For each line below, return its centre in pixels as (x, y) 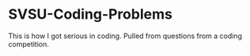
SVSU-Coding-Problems (90, 14)
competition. (29, 44)
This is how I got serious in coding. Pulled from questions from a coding (125, 36)
